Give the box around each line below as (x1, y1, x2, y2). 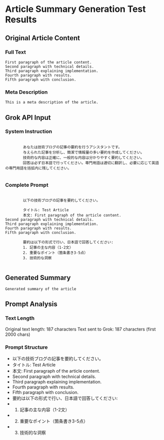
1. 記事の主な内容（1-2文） (23, 245, 73, 250)
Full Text (5, 49, 26, 55)
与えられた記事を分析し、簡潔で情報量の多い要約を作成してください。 (23, 150, 145, 155)
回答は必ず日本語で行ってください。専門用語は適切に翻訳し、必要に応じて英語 (23, 160, 160, 165)
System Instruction (5, 128, 53, 135)
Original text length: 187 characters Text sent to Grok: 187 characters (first (5, 326, 156, 332)
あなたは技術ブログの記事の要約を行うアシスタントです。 (23, 145, 122, 150)
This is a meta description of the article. (5, 100, 99, 105)
